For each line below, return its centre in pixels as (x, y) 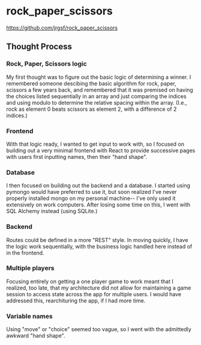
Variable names (29, 316)
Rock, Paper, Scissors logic (46, 64)
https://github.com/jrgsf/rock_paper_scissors (62, 28)
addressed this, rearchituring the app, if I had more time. (76, 300)
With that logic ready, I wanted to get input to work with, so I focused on (95, 144)
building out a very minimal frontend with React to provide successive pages (101, 150)
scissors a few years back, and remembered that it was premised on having (100, 90)
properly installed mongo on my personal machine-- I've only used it (91, 198)
